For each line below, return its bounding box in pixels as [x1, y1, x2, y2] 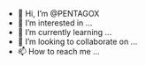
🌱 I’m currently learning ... [17, 27, 112, 37]
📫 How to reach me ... [17, 47, 100, 56]
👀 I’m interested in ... [17, 18, 93, 28]
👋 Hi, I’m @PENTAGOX [17, 9, 100, 18]
